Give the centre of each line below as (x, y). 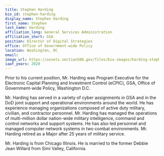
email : (12, 55)
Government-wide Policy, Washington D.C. (48, 88)
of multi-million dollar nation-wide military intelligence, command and (75, 118)
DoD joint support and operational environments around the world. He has (79, 103)
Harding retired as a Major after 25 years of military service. (65, 134)
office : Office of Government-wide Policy (49, 46)
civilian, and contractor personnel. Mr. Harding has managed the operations (81, 113)
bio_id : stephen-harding (30, 14)
